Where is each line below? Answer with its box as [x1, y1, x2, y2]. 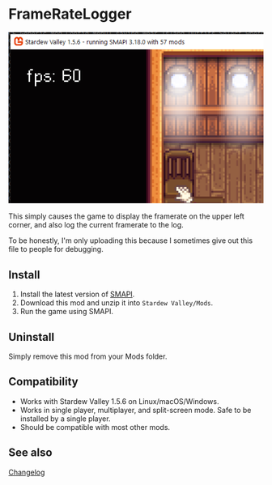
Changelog [8, 467, 45, 477]
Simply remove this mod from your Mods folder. [8, 351, 168, 361]
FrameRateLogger [8, 5, 132, 23]
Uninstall [8, 330, 55, 344]
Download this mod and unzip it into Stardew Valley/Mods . [19, 298, 214, 308]
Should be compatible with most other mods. [19, 422, 171, 432]
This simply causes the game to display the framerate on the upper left [8, 211, 244, 221]
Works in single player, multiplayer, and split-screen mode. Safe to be [19, 405, 252, 415]
